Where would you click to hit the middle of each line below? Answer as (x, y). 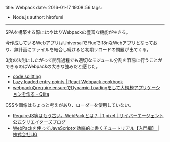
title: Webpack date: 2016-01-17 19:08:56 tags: (54, 7)
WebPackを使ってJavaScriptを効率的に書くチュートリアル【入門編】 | (86, 128)
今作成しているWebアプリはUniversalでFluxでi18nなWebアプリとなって (79, 43)
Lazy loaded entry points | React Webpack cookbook (68, 82)
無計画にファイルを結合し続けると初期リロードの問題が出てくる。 (82, 49)
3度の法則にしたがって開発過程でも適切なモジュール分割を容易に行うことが (84, 60)
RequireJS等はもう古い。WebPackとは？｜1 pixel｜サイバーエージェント (88, 115)
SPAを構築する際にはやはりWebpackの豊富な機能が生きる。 (68, 32)
